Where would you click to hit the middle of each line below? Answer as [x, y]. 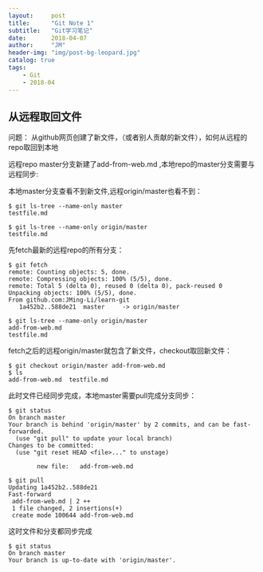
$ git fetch [28, 265]
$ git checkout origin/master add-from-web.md [87, 366]
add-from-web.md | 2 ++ [51, 502]
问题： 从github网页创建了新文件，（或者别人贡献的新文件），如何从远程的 [128, 137]
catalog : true [32, 61]
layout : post [37, 16]
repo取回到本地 [33, 148]
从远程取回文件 [45, 116]
